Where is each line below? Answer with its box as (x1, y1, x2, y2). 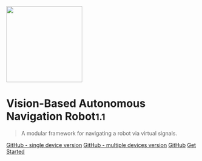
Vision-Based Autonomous (6, 97, 146, 111)
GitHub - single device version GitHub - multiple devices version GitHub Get (6, 141, 196, 148)
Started (6, 148, 25, 155)
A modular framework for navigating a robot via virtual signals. (21, 129, 178, 137)
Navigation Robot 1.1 (6, 109, 106, 123)
